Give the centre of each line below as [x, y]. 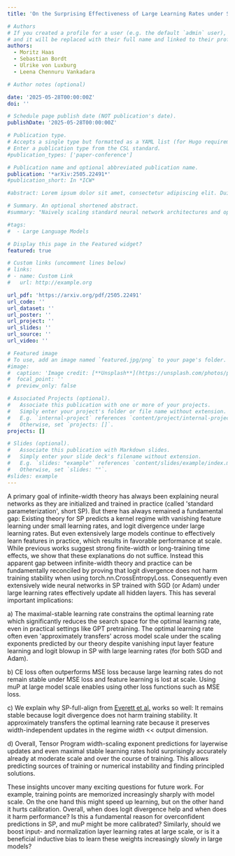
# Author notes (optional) [47, 85]
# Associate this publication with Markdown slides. [89, 450]
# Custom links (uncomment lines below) [67, 263]
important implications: [40, 600]
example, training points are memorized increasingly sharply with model [111, 794]
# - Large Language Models [48, 231]
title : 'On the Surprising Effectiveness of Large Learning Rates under [115, 14]
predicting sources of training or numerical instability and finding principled [116, 766]
